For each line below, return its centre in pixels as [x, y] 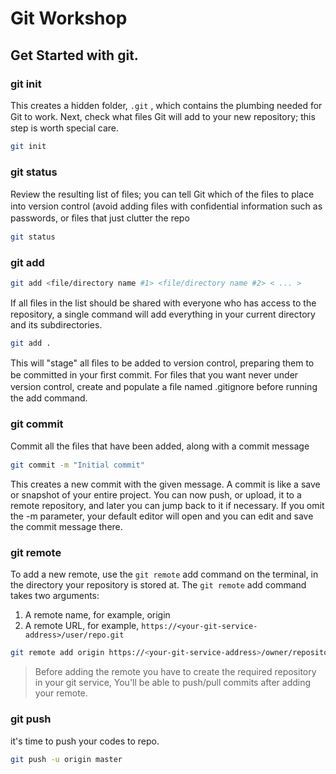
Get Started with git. [74, 55]
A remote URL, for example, [82, 626]
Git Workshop [69, 18]
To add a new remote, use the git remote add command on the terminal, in [164, 574]
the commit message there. [66, 527]
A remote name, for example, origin [97, 615]
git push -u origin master [66, 759]
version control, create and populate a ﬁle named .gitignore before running [164, 386]
